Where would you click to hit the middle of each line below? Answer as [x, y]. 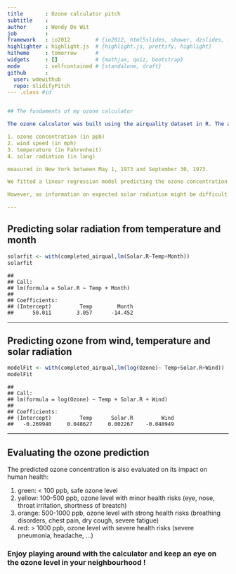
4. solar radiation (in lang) [52, 156]
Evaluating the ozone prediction [78, 453]
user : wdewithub [37, 79]
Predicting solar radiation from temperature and [114, 229]
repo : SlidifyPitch [42, 86]
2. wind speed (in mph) [42, 143]
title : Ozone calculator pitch [64, 14]
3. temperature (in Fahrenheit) [54, 150]
